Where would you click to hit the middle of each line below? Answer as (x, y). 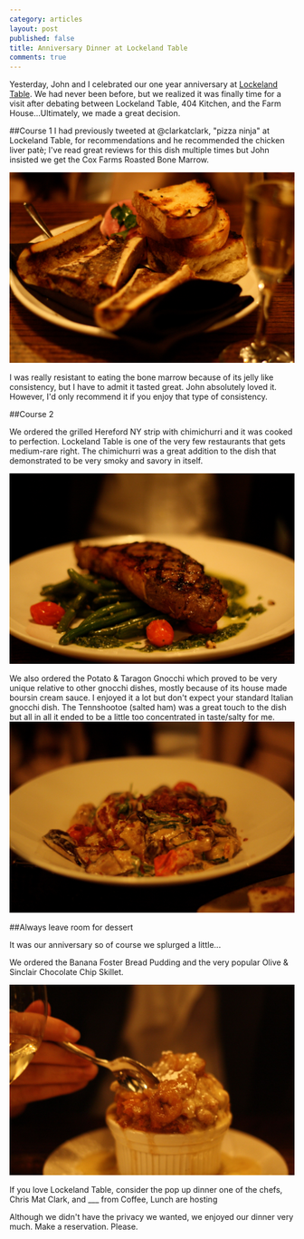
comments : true (38, 58)
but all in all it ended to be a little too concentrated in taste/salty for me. (142, 717)
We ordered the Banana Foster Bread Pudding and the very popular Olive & (149, 962)
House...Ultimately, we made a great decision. (95, 113)
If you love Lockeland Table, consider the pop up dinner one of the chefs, (146, 1189)
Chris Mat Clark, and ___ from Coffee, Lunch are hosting (114, 1199)
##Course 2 (32, 415)
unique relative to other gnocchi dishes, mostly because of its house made (148, 688)
